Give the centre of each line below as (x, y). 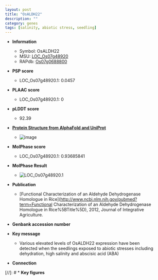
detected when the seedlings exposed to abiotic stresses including (86, 248)
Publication (24, 185)
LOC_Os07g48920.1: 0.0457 (47, 81)
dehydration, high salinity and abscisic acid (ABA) (69, 254)
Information (24, 42)
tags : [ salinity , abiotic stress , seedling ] (51, 28)
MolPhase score (29, 147)
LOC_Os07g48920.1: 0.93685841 (52, 156)
